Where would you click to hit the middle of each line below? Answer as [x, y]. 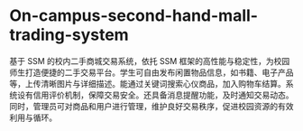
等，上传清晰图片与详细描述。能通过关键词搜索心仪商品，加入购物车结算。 [147, 83]
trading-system [69, 35]
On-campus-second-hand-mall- [134, 16]
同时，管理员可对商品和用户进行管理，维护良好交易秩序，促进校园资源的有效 [151, 106]
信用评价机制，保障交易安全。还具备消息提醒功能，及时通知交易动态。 [163, 95]
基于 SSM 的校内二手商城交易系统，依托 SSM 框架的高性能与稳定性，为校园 [150, 61]
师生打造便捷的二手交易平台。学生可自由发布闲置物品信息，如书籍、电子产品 [151, 72]
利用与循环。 [33, 117]
